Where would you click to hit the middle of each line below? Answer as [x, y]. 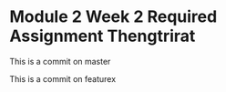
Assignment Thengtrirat [103, 36]
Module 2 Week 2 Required [113, 17]
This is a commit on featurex [63, 78]
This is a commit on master [60, 61]
